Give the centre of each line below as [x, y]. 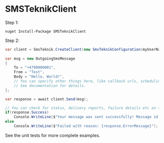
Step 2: [12, 41]
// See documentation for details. [50, 86]
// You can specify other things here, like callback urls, [76, 82]
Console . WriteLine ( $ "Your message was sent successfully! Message [83, 117]
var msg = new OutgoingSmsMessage [40, 59]
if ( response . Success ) [27, 112]
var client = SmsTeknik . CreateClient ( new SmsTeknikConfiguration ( [74, 49]
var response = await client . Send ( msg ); [47, 99]
